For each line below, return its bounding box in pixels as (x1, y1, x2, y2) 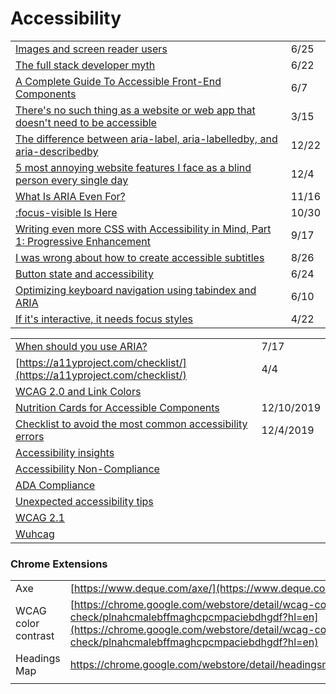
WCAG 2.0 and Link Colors (15, 384, 142, 398)
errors (15, 429, 45, 443)
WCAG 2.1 (15, 510, 65, 524)
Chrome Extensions (10, 557, 108, 571)
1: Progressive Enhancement (15, 234, 151, 248)
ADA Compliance (15, 478, 96, 492)
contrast (15, 629, 55, 643)
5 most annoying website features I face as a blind (15, 160, 252, 174)
